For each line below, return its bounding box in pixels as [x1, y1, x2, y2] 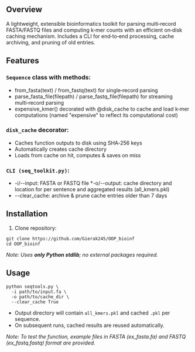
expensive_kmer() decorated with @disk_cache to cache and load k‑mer [14, 105, 190, 112]
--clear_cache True [11, 299, 59, 305]
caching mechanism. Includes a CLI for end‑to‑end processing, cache [6, 32, 175, 40]
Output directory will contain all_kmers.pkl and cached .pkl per [14, 309, 170, 316]
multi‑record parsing [14, 99, 64, 106]
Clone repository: [14, 225, 57, 232]
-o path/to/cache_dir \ [11, 294, 69, 300]
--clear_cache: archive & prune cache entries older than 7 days [14, 192, 167, 199]
